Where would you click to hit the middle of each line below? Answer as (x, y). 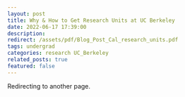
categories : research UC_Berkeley (58, 53)
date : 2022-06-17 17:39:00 (47, 27)
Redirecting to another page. (49, 86)
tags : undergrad (31, 46)
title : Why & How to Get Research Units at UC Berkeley (91, 20)
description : (26, 33)
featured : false (31, 66)
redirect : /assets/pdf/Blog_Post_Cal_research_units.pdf (93, 40)
